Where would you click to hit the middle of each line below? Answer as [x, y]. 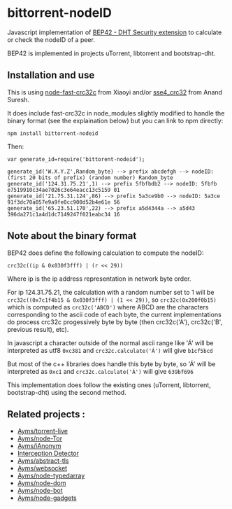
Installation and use [51, 75]
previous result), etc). [38, 329]
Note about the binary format [72, 236]
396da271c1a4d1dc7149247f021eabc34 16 [64, 214]
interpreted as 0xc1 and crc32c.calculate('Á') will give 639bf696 [100, 371]
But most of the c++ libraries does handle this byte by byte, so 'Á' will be [111, 364]
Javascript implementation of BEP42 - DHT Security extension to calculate [115, 32]
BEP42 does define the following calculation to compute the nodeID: [106, 253]
